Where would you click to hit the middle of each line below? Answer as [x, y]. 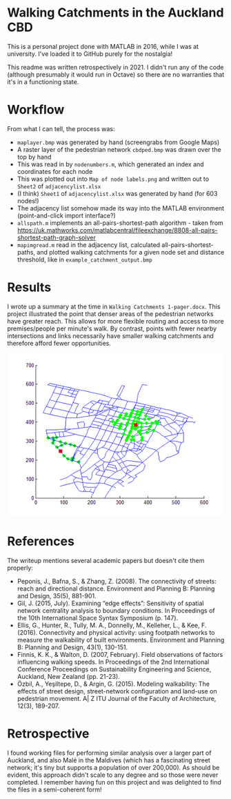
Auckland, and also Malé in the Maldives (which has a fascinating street [109, 760]
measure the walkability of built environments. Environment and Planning [121, 640]
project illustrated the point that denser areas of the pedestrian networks [110, 314]
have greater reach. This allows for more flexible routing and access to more [115, 321]
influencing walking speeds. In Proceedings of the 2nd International [113, 662]
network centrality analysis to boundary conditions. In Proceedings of [116, 610]
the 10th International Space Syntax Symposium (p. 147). [98, 618]
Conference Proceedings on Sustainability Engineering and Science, [114, 669]
